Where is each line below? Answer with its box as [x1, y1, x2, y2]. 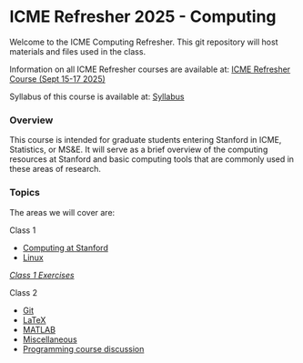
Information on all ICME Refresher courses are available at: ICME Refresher [9, 64, 291, 75]
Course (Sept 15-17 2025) [9, 73, 106, 84]
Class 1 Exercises [9, 269, 75, 280]
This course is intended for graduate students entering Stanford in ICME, [9, 135, 282, 146]
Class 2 [9, 287, 38, 297]
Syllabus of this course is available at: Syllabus [9, 91, 185, 102]
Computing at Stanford [22, 242, 109, 253]
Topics [9, 187, 41, 199]
